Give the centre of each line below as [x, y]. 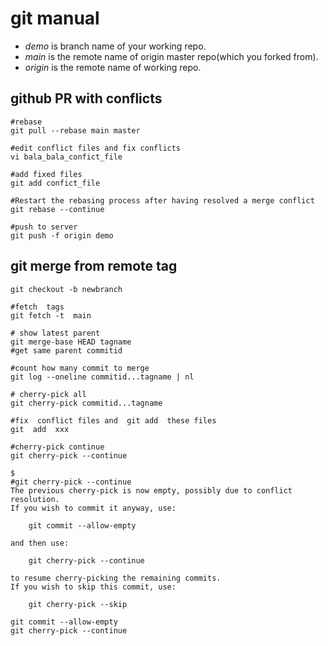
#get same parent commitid [66, 350]
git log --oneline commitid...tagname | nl [102, 377]
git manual [55, 18]
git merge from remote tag [94, 266]
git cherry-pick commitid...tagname [86, 403]
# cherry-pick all [48, 394]
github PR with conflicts [86, 98]
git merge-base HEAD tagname [71, 342]
